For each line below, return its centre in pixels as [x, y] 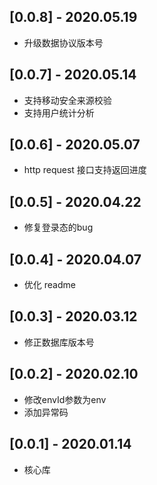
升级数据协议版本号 [63, 42]
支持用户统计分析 [59, 112]
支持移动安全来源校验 [67, 100]
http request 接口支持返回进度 [85, 170]
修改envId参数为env [65, 399]
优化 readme [49, 285]
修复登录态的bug [58, 227]
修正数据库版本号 [59, 342]
